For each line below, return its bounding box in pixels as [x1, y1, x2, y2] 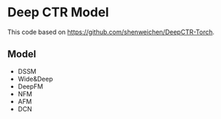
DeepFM [17, 82, 43, 91]
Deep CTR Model [7, 4, 109, 21]
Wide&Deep [17, 74, 53, 83]
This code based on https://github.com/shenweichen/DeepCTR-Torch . [7, 28, 215, 36]
